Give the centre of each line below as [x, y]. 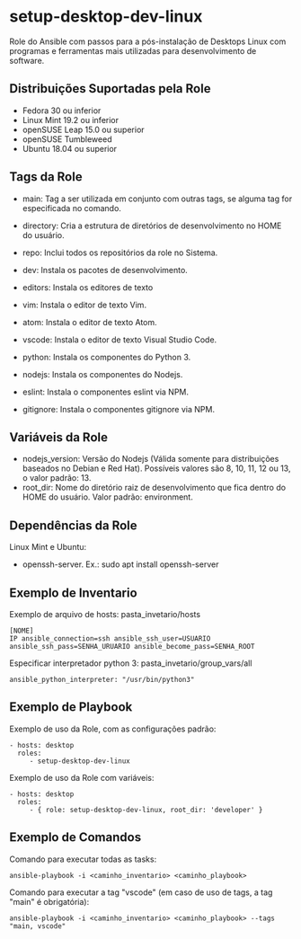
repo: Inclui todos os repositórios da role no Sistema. [120, 252]
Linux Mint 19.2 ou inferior [71, 120]
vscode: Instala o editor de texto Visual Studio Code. [120, 340]
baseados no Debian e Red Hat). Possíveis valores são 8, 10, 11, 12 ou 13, [156, 468]
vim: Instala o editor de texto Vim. [84, 305]
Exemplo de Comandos [75, 837]
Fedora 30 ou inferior [62, 111]
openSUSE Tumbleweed [67, 139]
